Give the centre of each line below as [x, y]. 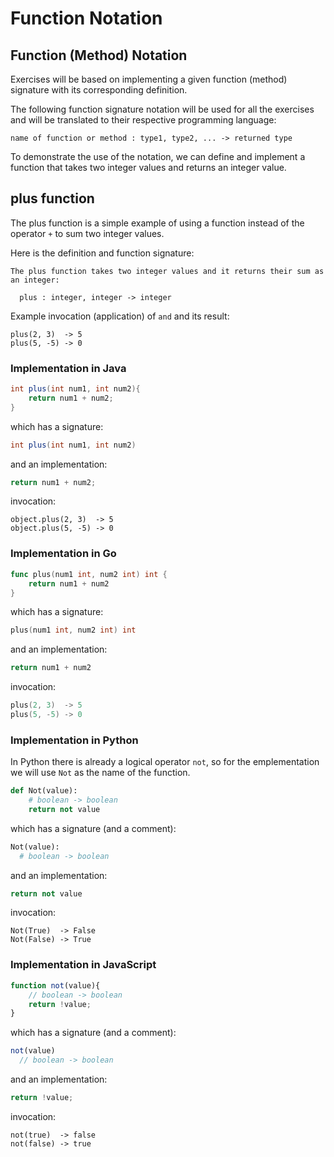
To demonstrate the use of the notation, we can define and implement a [158, 156]
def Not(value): [44, 791]
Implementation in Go [63, 554]
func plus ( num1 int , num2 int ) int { [89, 574]
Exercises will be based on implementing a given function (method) [149, 79]
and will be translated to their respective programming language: [143, 120]
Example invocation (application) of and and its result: [120, 316]
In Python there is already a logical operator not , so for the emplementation [165, 762]
